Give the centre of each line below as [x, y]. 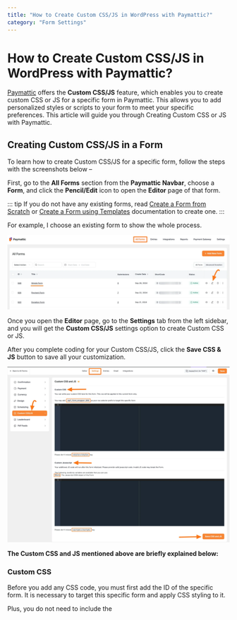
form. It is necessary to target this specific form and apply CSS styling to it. [116, 595]
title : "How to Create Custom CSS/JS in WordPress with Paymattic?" [110, 15]
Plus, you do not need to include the [60, 608]
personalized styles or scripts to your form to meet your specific [101, 108]
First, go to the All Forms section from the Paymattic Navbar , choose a [111, 183]
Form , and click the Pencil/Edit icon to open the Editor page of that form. [114, 190]
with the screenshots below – [50, 169]
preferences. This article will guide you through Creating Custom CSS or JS [117, 115]
